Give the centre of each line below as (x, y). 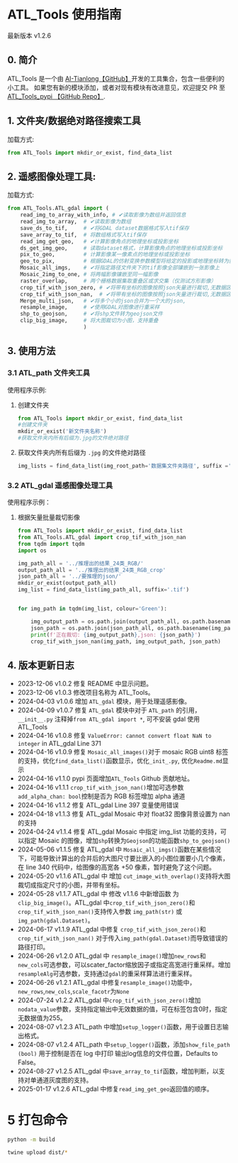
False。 (29, 1062)
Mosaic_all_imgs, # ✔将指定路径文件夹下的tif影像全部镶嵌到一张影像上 (120, 268)
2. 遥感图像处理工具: (52, 176)
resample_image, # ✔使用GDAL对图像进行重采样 (90, 307)
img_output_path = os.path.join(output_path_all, (105, 622)
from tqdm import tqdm (51, 544)
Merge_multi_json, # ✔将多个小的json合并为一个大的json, (103, 301)
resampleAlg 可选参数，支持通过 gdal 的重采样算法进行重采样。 (107, 974)
